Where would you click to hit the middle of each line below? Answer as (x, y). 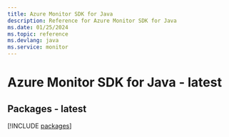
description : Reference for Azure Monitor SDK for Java (92, 21)
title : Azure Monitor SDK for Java (60, 14)
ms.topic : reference (38, 34)
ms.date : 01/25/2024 (38, 27)
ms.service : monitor (38, 47)
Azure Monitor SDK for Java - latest (115, 82)
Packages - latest (47, 109)
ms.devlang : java (33, 41)
